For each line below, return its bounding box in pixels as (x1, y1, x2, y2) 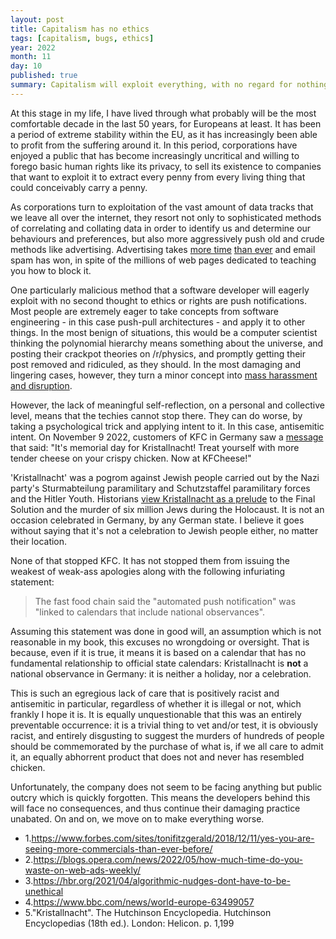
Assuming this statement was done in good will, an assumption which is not (10, 625, 322, 637)
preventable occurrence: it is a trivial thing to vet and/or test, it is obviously (10, 719, 319, 731)
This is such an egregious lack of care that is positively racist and (10, 687, 280, 699)
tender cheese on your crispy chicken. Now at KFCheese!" (10, 452, 252, 464)
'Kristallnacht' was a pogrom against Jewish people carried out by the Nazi (10, 471, 320, 483)
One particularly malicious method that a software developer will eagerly (10, 284, 310, 296)
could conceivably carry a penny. (10, 181, 148, 193)
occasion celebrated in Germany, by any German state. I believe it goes (10, 514, 305, 526)
